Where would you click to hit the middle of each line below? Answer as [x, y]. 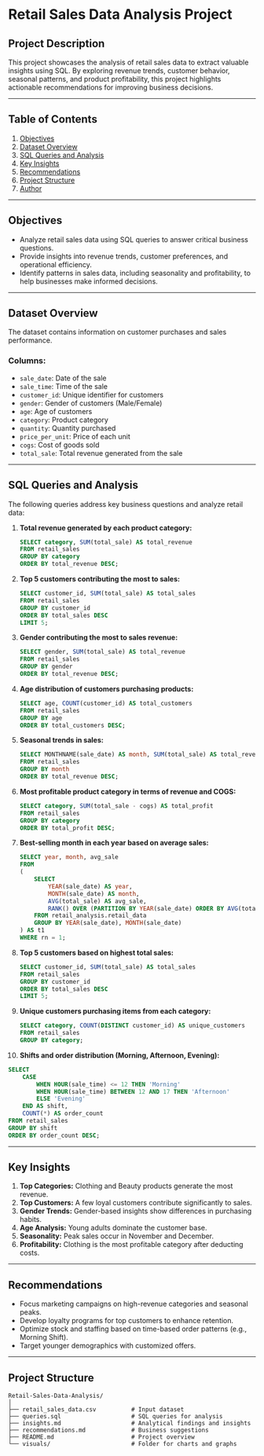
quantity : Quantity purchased [68, 428]
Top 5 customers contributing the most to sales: [100, 579]
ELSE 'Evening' [61, 1099]
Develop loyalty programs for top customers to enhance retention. [126, 1321]
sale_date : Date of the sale [63, 378]
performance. [30, 340]
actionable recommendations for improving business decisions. [111, 87]
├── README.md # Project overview [101, 1437]
